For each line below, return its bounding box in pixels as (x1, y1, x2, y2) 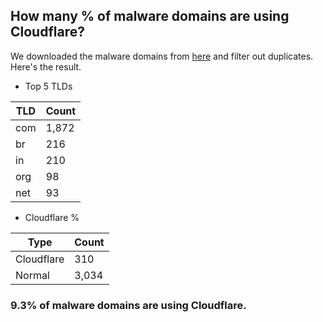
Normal (15, 268, 50, 282)
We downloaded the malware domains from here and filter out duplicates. (10, 50, 314, 62)
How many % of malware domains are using (10, 8, 290, 25)
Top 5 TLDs (24, 80, 73, 92)
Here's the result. (10, 60, 82, 73)
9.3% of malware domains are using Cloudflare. (10, 298, 247, 312)
